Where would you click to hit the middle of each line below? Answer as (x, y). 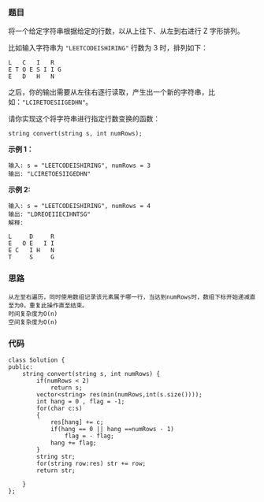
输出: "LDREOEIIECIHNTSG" (49, 214)
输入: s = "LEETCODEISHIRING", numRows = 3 (80, 166)
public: (21, 367)
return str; (56, 470)
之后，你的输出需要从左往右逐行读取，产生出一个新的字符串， (108, 92)
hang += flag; (73, 443)
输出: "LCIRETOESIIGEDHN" (49, 174)
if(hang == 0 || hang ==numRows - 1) (112, 429)
